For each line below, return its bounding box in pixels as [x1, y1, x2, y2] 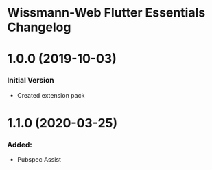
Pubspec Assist [16, 156, 62, 164]
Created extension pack [16, 91, 85, 99]
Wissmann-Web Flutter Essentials [7, 5, 206, 21]
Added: [7, 140, 32, 149]
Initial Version [7, 76, 54, 85]
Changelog [7, 19, 71, 35]
